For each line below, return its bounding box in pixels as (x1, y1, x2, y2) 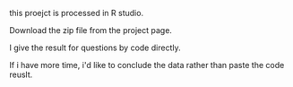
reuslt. (9, 69, 33, 80)
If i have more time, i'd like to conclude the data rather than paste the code (9, 60, 285, 70)
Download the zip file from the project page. (9, 25, 173, 35)
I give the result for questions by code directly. (9, 42, 181, 53)
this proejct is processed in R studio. (9, 8, 144, 18)
